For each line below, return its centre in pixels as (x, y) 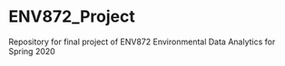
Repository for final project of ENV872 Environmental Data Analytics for (142, 42)
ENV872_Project (72, 17)
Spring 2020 (32, 51)
